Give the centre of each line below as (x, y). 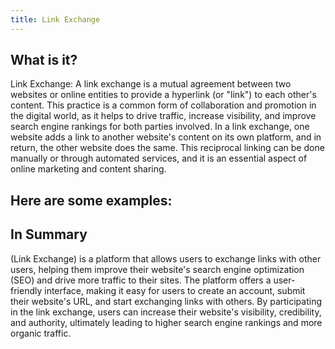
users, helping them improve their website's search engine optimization (157, 269)
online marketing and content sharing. (88, 169)
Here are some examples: (91, 200)
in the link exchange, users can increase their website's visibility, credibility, (166, 312)
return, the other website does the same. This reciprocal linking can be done (167, 148)
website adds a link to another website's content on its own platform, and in (166, 137)
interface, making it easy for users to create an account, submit (175, 290)
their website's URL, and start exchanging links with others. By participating (166, 301)
